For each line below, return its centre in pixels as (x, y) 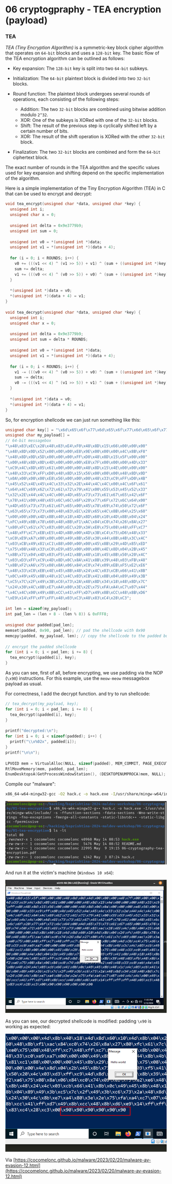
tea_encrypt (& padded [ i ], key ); (43, 658)
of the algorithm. (23, 178)
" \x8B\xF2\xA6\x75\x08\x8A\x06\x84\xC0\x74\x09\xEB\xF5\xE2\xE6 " (76, 566)
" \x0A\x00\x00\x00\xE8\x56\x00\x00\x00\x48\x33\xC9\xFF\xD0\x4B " (76, 479)
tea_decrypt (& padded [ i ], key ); (43, 715)
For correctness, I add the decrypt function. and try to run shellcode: (78, 694)
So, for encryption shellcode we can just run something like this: (73, 420)
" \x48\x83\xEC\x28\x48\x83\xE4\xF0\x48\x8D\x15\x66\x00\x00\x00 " (76, 446)
